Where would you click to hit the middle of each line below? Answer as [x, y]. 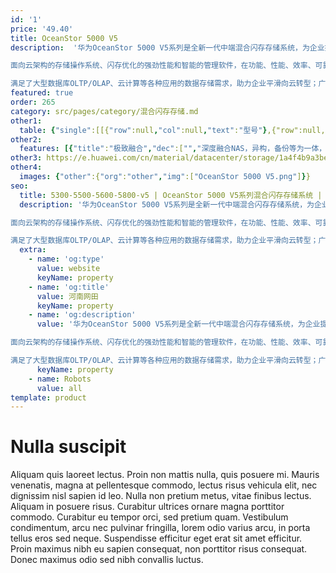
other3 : [26, 158]
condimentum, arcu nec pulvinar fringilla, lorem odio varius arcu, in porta [160, 528]
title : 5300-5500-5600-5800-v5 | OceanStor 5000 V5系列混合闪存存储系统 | [171, 195]
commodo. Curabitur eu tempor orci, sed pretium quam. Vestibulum [149, 517]
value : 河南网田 [67, 296]
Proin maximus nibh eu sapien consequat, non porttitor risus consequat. [159, 549]
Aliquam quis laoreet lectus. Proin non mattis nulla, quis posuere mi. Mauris [165, 475]
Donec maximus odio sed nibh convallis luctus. [107, 560]
